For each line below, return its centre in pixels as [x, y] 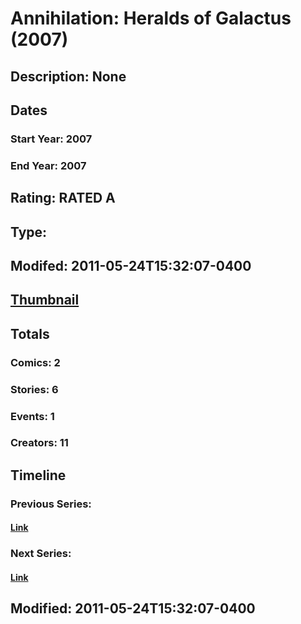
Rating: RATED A [63, 198]
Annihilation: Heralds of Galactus [151, 18]
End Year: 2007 [48, 165]
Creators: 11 [39, 443]
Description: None [68, 76]
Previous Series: [51, 504]
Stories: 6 [34, 389]
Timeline [38, 475]
